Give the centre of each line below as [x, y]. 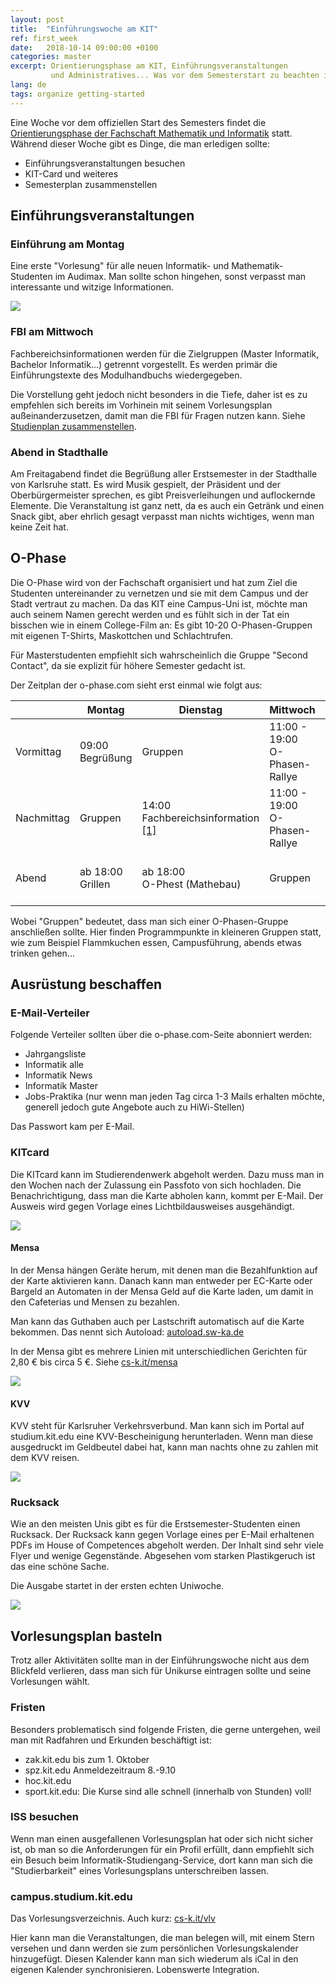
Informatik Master [61, 1086]
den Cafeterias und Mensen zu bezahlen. [95, 1302]
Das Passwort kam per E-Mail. [72, 1127]
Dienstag [200, 709]
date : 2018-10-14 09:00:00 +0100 [84, 47]
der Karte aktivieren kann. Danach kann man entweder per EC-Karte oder [161, 1280]
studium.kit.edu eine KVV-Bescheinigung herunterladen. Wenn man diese [162, 1437]
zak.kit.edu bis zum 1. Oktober [87, 1759]
